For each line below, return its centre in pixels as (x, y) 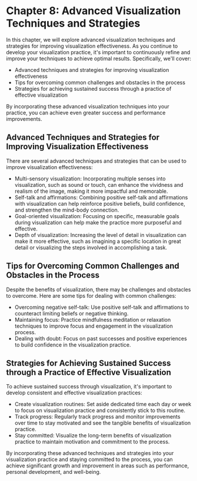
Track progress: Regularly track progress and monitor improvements (97, 417)
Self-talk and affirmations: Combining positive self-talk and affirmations (101, 197)
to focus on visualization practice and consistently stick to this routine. (100, 410)
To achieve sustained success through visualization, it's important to (89, 387)
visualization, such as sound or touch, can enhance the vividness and (99, 185)
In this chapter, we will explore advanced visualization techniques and (91, 39)
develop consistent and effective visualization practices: (74, 393)
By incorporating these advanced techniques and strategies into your (90, 453)
